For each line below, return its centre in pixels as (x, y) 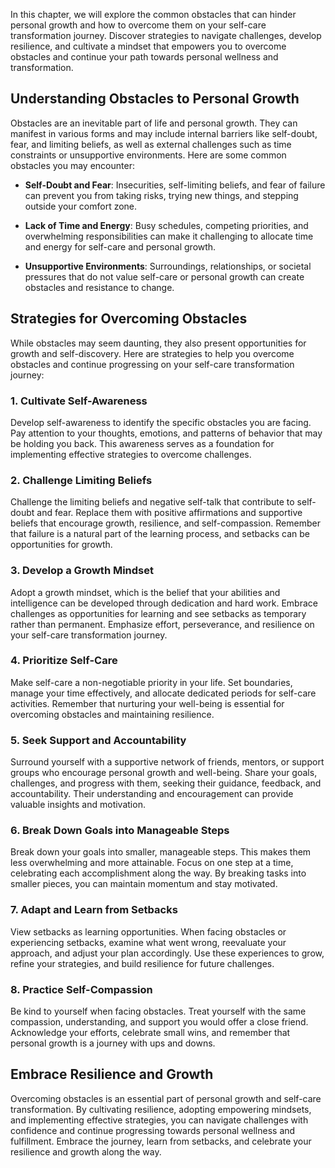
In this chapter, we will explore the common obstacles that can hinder (153, 14)
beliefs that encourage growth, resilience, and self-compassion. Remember (165, 523)
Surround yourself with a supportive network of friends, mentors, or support (167, 762)
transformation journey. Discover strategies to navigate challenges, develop (166, 35)
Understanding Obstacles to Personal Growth (155, 99)
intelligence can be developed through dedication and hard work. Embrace (164, 603)
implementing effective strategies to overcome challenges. (131, 454)
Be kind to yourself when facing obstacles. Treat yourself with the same (158, 1011)
